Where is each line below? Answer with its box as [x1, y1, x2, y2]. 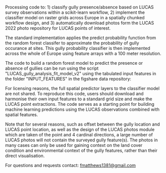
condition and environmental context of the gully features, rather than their [5, 148, 158, 153]
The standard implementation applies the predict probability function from [5, 35, 156, 41]
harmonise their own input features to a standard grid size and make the [5, 96, 153, 102]
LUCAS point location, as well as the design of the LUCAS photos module [5, 127, 155, 132]
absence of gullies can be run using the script [5, 65, 99, 71]
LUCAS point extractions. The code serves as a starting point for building [5, 101, 155, 107]
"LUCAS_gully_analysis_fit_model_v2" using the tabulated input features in [5, 71, 157, 76]
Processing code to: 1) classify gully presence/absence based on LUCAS [5, 4, 154, 10]
